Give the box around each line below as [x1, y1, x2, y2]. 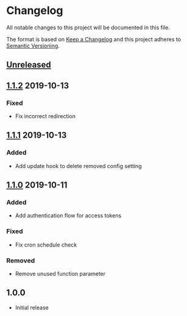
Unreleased [6, 60, 52, 70]
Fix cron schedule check [15, 241, 77, 248]
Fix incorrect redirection [15, 113, 76, 120]
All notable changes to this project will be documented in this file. [6, 24, 171, 31]
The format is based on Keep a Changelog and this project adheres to [6, 35, 182, 43]
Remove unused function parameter [15, 270, 106, 277]
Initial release [15, 304, 49, 311]
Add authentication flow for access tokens [15, 212, 122, 219]
